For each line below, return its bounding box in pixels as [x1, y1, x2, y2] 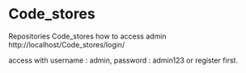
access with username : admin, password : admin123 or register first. [8, 55, 239, 65]
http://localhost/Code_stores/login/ [8, 39, 125, 49]
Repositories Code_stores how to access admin [8, 31, 168, 41]
